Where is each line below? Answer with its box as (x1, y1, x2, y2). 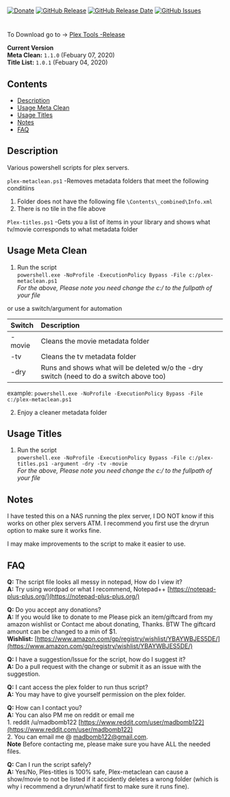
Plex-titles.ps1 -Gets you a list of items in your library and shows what (7, 218, 211, 226)
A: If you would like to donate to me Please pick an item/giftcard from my (7, 613, 214, 621)
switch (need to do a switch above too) (40, 371, 166, 381)
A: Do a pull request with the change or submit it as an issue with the (7, 663, 202, 671)
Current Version (7, 44, 54, 52)
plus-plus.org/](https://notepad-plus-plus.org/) (7, 592, 140, 600)
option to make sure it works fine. (7, 527, 101, 535)
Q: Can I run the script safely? (7, 761, 92, 769)
